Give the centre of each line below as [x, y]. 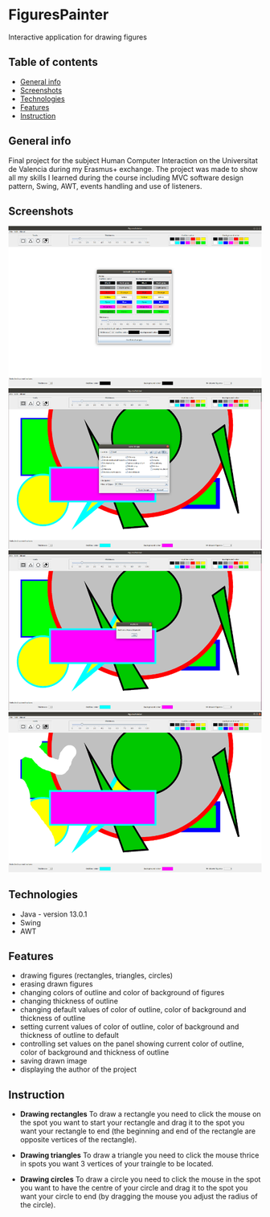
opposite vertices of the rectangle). [78, 1140]
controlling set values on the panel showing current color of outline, [132, 1044]
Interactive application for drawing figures [78, 37]
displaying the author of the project [78, 1069]
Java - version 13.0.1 [53, 914]
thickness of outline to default [69, 1035]
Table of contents [53, 62]
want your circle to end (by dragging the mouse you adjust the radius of [139, 1197]
